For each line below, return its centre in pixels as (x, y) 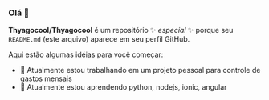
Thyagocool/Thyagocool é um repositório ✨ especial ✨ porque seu (121, 30)
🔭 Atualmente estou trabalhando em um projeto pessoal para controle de (140, 70)
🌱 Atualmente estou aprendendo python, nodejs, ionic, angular (123, 87)
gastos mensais (46, 78)
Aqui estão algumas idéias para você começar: (86, 54)
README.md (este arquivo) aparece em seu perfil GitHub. (99, 39)
